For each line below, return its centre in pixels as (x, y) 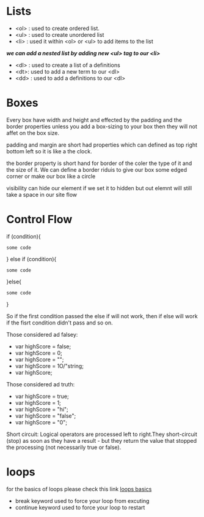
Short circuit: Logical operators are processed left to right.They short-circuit (102, 434)
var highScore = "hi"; (42, 409)
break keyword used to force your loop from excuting (82, 500)
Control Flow (39, 220)
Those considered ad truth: (41, 384)
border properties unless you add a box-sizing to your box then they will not (102, 126)
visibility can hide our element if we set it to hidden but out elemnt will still (99, 188)
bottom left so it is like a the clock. (49, 151)
